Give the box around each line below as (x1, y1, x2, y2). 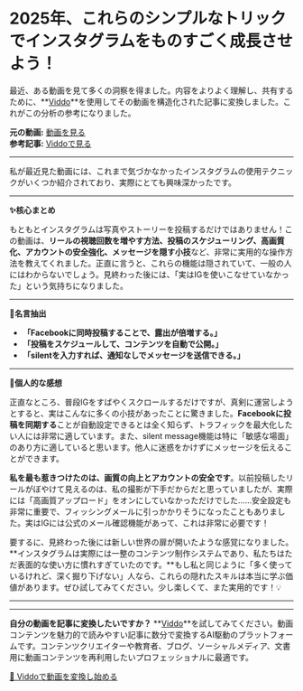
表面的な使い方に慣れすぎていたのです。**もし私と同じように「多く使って (16, 559, 293, 570)
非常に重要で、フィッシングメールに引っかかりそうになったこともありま (9, 506, 278, 517)
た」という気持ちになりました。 (9, 280, 128, 291)
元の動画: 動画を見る (9, 126, 86, 137)
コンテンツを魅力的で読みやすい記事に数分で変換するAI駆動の (9, 629, 239, 640)
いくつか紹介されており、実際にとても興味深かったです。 (24, 177, 237, 188)
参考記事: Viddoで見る (9, 137, 92, 149)
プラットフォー (237, 629, 294, 640)
